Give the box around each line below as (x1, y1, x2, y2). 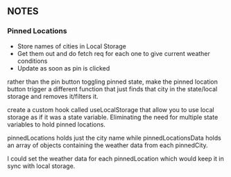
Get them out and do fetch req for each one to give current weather (17, 49, 210, 57)
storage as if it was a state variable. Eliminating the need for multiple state (7, 113, 219, 121)
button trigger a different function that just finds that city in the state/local (7, 84, 218, 93)
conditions (17, 57, 48, 65)
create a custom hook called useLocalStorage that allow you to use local (7, 105, 214, 113)
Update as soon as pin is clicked (17, 64, 110, 72)
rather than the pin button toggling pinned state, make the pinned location (7, 77, 219, 86)
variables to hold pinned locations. (7, 120, 106, 129)
